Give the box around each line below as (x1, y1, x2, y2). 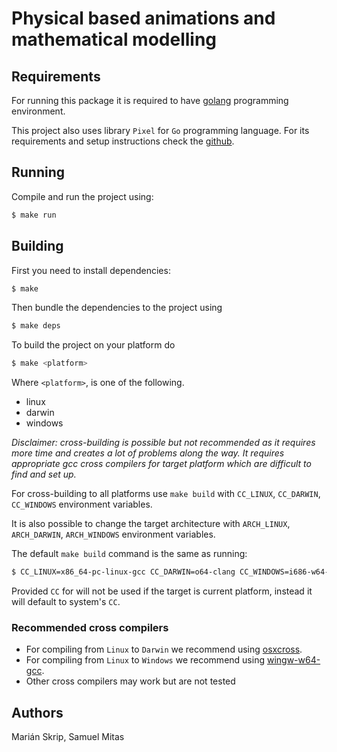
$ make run (11, 210, 57, 220)
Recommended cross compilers (11, 620, 169, 634)
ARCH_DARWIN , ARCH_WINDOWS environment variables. (11, 528, 216, 541)
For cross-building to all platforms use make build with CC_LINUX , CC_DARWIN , (11, 488, 321, 500)
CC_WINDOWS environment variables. (11, 498, 153, 511)
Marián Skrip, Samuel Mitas (11, 731, 125, 743)
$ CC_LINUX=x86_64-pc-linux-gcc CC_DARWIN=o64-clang (11, 567, 236, 577)
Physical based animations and (11, 7, 276, 30)
